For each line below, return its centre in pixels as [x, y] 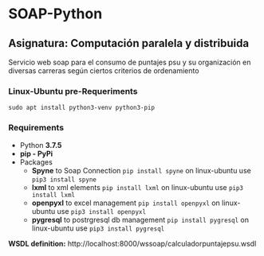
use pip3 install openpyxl [101, 211]
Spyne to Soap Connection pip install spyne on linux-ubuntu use [141, 170]
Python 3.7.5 [41, 145]
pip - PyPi [36, 153]
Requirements [36, 128]
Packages [36, 162]
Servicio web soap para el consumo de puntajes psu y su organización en [130, 62]
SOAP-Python [55, 14]
